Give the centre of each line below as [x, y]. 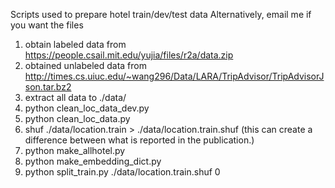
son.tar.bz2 [48, 87]
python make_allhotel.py [75, 150]
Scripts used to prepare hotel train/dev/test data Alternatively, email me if [161, 14]
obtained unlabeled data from [85, 65]
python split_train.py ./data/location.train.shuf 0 [122, 172]
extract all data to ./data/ [75, 97]
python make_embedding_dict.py [93, 161]
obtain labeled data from [75, 44]
